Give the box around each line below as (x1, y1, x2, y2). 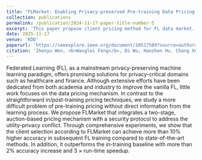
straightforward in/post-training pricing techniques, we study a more (6, 96, 176, 103)
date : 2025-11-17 (6, 31, 50, 37)
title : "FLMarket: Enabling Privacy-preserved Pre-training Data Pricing (6, 8, 195, 15)
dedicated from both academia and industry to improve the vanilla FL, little (6, 83, 191, 90)
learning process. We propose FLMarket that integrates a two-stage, (6, 108, 176, 116)
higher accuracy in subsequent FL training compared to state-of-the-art (6, 134, 185, 141)
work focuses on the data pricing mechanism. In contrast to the (6, 89, 164, 96)
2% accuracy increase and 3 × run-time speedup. (6, 147, 130, 154)
